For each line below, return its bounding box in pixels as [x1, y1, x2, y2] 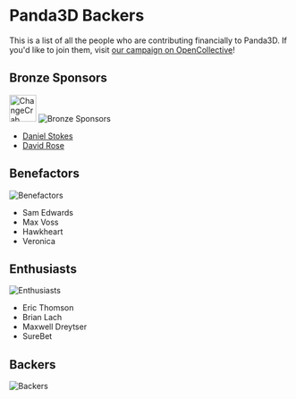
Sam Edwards [21, 207, 74, 217]
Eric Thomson [21, 302, 74, 313]
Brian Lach [21, 312, 63, 323]
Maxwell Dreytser [21, 321, 88, 332]
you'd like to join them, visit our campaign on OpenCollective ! [9, 44, 235, 55]
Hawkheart [21, 225, 63, 237]
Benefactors [9, 166, 80, 182]
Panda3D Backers [9, 5, 145, 26]
